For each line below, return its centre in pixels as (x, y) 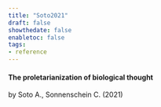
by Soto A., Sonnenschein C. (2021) (66, 94)
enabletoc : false (37, 37)
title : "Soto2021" (38, 15)
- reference (27, 52)
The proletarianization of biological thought (80, 77)
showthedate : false (40, 30)
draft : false (29, 23)
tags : (17, 45)
